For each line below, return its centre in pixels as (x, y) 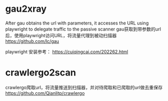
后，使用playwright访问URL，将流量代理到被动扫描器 (61, 35)
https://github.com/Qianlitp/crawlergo (45, 93)
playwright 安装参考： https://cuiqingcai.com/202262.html (67, 52)
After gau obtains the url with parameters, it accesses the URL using (77, 23)
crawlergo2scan (41, 73)
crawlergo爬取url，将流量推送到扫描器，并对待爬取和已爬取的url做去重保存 (84, 87)
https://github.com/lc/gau (32, 41)
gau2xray (26, 9)
